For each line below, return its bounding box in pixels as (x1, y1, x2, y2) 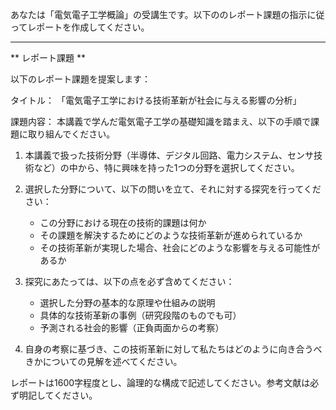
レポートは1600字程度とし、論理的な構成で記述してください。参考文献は (10, 377, 311, 388)
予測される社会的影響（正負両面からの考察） (39, 322, 225, 333)
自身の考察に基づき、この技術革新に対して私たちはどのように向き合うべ (24, 343, 323, 355)
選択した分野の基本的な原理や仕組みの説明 (39, 297, 216, 308)
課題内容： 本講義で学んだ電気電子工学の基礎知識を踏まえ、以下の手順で (10, 116, 311, 127)
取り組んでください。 (27, 128, 116, 140)
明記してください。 (18, 389, 98, 401)
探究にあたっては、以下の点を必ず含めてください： (24, 276, 235, 287)
